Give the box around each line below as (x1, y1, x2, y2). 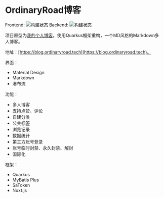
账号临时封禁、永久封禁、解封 (12, 145, 73, 151)
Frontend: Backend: (5, 22, 69, 28)
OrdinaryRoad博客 (5, 4, 82, 16)
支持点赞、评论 (12, 107, 43, 114)
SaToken (12, 182, 30, 188)
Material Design (12, 69, 44, 75)
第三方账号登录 (12, 139, 43, 145)
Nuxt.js (12, 187, 27, 193)
